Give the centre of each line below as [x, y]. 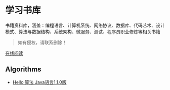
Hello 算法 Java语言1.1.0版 [39, 82]
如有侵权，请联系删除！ [42, 42]
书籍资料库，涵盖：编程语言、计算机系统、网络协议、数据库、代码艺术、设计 [85, 25]
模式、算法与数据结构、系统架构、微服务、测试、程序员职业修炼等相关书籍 [83, 31]
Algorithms [23, 70]
